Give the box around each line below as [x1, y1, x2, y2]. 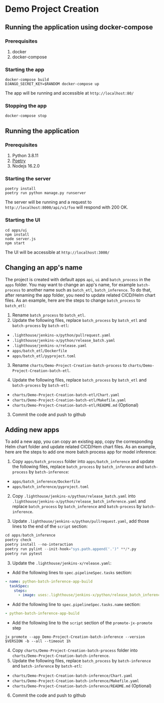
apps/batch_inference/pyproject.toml [12, 485, 89, 489]
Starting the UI [5, 217, 41, 223]
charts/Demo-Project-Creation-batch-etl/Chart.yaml [12, 392, 120, 397]
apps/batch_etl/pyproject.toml [12, 354, 76, 359]
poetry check [5, 537, 32, 542]
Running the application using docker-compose [5, 23, 153, 31]
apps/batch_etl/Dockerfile [12, 348, 67, 353]
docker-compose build [5, 77, 49, 82]
